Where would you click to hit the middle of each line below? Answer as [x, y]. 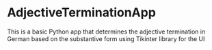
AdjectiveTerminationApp [81, 13]
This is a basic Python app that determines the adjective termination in [106, 32]
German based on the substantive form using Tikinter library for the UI [106, 38]
